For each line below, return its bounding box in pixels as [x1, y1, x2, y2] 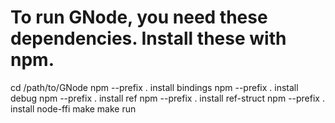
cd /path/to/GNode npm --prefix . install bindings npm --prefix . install [10, 81, 299, 93]
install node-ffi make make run [10, 102, 137, 115]
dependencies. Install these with [10, 27, 287, 50]
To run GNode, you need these [10, 6, 268, 29]
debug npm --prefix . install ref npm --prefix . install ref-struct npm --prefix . [10, 92, 325, 104]
